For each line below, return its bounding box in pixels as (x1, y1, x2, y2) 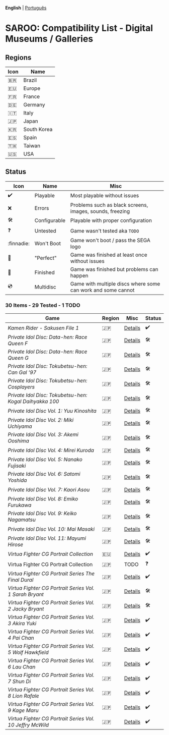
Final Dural (8, 577, 34, 584)
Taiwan (23, 142, 41, 149)
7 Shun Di (8, 678, 31, 685)
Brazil (23, 77, 37, 83)
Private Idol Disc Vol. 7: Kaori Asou (8, 486, 90, 493)
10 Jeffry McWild (8, 721, 49, 728)
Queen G (8, 355, 29, 362)
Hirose (8, 541, 24, 548)
